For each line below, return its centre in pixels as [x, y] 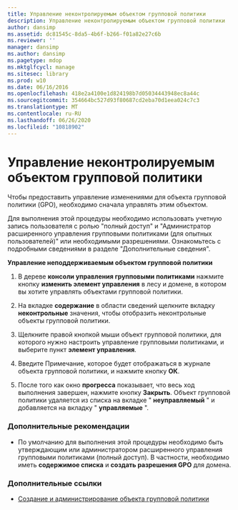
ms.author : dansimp [36, 54]
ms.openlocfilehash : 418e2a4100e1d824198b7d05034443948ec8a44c [104, 94]
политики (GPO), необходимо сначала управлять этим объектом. [108, 205]
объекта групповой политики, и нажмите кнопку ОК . [99, 371]
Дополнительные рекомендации [69, 426]
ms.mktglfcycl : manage [41, 67]
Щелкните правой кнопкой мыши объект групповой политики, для [119, 335]
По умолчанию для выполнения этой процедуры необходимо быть [120, 442]
